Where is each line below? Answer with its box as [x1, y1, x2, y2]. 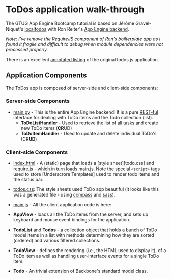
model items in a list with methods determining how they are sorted [13, 232, 155, 238]
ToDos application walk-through [6, 4, 145, 15]
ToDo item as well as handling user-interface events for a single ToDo [13, 253, 159, 259]
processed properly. [6, 46, 48, 52]
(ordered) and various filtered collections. [13, 238, 101, 244]
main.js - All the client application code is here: [13, 202, 111, 208]
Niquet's [6, 25, 24, 32]
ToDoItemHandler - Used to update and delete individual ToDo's [20, 131, 157, 137]
